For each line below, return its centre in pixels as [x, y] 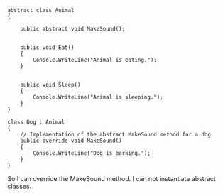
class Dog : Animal [36, 122]
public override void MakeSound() [71, 141]
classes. [20, 186]
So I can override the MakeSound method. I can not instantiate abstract [112, 179]
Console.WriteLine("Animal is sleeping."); [98, 97]
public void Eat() [47, 48]
